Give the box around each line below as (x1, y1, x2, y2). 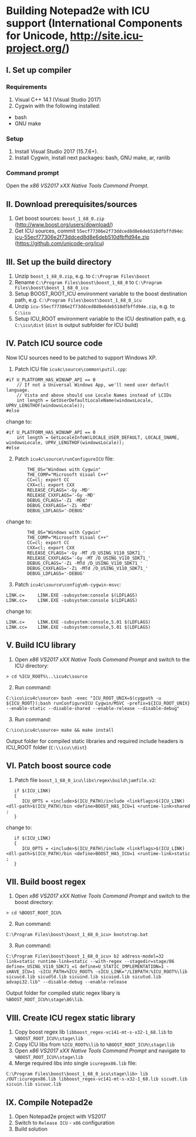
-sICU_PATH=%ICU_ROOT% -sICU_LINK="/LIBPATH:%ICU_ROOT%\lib (37, 969, 188, 975)
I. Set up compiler (6, 65, 72, 75)
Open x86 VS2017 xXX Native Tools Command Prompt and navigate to (14, 1047, 186, 1054)
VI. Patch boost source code (6, 761, 111, 771)
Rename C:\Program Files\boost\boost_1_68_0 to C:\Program (14, 279, 163, 286)
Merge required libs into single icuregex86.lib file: (14, 1060, 137, 1067)
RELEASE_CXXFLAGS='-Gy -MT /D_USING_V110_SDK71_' (27, 555, 151, 561)
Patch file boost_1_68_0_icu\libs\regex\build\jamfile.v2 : (14, 776, 157, 783)
